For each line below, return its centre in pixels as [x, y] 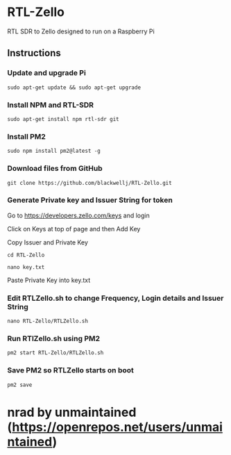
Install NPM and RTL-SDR [51, 105]
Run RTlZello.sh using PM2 [54, 339]
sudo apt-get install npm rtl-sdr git [63, 119]
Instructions [34, 53]
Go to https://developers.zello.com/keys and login [79, 215]
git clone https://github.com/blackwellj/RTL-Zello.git [89, 183]
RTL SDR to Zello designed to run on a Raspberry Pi [81, 31]
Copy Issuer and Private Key [48, 242]
